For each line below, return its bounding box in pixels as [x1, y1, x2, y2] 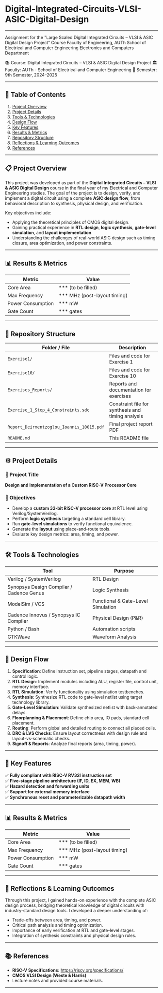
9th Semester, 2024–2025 [5, 72, 57, 77]
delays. [12, 709, 27, 715]
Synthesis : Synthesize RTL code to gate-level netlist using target [12, 694, 143, 700]
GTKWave [7, 633, 31, 640]
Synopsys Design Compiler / [7, 583, 73, 590]
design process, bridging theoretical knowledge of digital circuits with [5, 902, 145, 908]
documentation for [109, 386, 151, 393]
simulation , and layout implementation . [12, 229, 93, 235]
